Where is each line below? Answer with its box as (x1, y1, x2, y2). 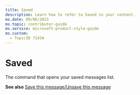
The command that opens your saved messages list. (5, 74, 115, 80)
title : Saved (5, 7, 33, 13)
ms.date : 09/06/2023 (5, 17, 49, 22)
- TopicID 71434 (10, 36, 44, 41)
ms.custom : (5, 31, 29, 36)
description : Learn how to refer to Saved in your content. (5, 12, 136, 17)
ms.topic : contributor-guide (5, 21, 67, 27)
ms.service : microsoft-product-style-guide (5, 26, 99, 31)
